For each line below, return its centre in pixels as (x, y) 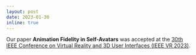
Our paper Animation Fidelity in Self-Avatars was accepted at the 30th (95, 40)
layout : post (22, 12)
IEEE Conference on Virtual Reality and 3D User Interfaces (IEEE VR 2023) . (98, 46)
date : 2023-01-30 (28, 17)
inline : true (22, 22)
